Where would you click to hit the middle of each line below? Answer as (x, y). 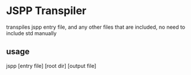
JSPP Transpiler (47, 11)
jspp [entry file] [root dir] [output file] (51, 66)
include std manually (31, 33)
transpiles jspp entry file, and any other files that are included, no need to (96, 27)
